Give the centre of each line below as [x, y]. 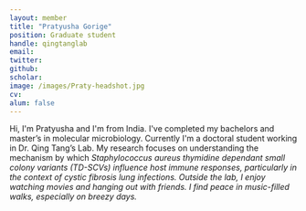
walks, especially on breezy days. [73, 196]
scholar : [26, 78]
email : [22, 52]
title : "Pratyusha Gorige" [61, 26]
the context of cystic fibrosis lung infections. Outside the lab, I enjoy [138, 177]
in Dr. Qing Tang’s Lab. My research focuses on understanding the [134, 148]
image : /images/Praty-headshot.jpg [77, 86]
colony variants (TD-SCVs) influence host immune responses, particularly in [153, 168]
